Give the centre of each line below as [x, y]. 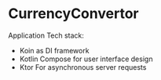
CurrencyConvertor [73, 14]
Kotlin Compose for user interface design [86, 59]
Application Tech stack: [46, 35]
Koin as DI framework [54, 50]
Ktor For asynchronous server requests [83, 67]
